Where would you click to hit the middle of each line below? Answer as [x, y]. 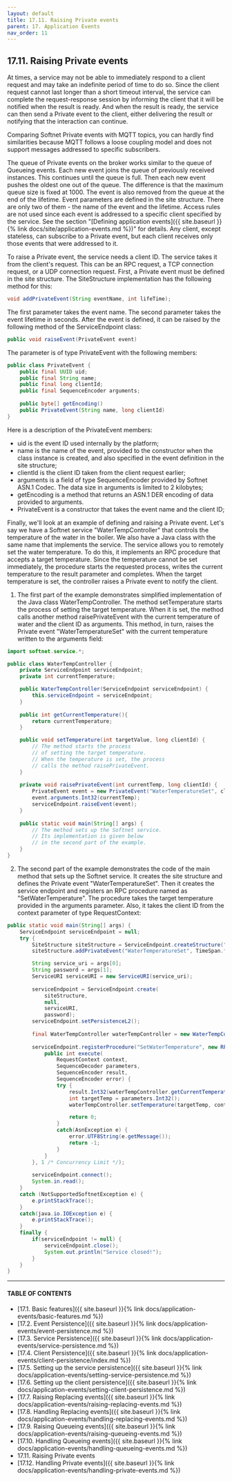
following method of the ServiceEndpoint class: [74, 327]
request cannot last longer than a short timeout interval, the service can [109, 92]
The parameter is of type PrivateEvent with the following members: [103, 352]
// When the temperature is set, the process [99, 759]
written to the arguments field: [60, 639]
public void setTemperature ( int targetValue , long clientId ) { [113, 740]
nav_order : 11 [28, 33]
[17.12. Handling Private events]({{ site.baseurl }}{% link [96, 1463]
